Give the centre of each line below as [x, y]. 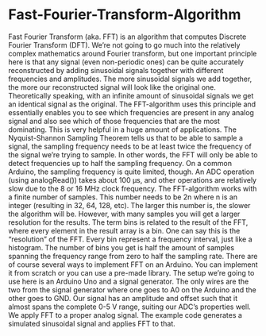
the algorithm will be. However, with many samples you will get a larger [124, 214]
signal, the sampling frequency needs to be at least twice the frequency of [130, 146]
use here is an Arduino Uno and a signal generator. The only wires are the [129, 281]
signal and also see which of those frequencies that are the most [114, 121]
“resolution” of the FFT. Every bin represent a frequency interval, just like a [130, 239]
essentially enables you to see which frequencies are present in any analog [131, 112]
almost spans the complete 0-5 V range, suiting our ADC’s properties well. [130, 307]
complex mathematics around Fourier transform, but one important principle [133, 53]
